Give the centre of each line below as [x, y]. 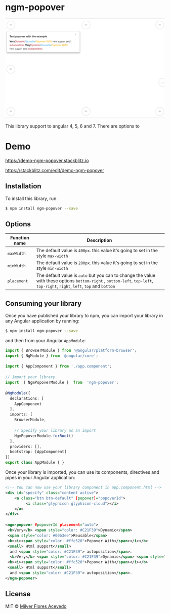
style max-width [52, 256]
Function [19, 237]
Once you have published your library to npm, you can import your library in [84, 315]
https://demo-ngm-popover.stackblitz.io [47, 160]
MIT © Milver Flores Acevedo [36, 606]
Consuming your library [44, 303]
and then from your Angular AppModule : [46, 340]
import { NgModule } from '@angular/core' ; [52, 356]
